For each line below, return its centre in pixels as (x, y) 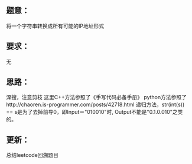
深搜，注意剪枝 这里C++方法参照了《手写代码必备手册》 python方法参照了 (97, 97)
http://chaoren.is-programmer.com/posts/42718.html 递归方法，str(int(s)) (95, 104)
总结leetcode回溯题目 (32, 155)
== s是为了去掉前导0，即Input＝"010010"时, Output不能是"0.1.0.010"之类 (95, 112)
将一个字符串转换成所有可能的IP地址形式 (55, 26)
